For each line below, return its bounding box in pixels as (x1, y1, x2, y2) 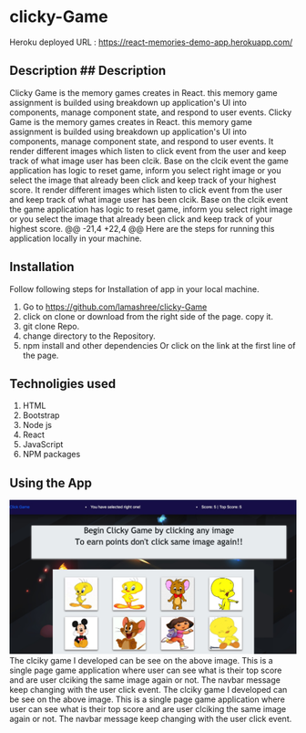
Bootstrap (22, 410, 60, 421)
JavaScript (22, 439, 64, 450)
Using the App (9, 475, 93, 490)
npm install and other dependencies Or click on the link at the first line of (22, 340, 296, 351)
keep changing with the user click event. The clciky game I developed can (9, 685, 288, 696)
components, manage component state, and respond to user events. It (9, 135, 274, 147)
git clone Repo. (22, 320, 80, 331)
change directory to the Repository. (22, 330, 157, 341)
